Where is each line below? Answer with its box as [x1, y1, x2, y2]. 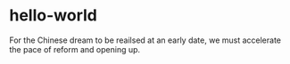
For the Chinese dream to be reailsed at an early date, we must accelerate [9, 35, 281, 45]
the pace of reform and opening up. [9, 44, 141, 54]
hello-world [9, 5, 98, 26]
